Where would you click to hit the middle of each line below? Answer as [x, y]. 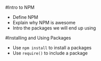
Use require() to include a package [50, 53]
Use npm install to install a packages [52, 48]
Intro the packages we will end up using [54, 28]
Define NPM [25, 17]
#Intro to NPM [20, 7]
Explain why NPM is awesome [44, 23]
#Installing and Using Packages [38, 38]
